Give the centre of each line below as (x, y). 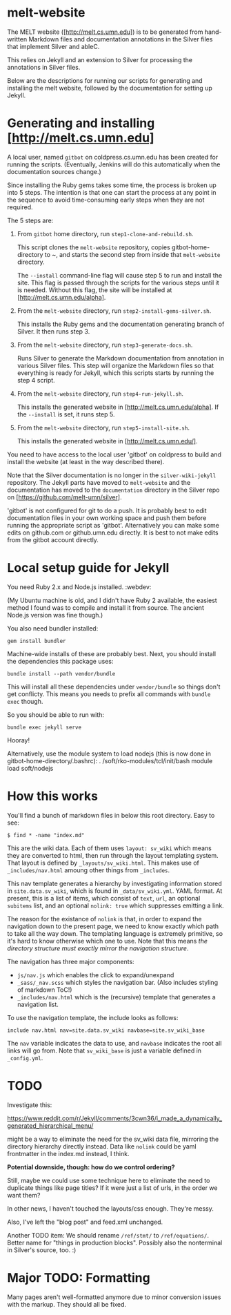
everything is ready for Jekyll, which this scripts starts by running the (115, 373)
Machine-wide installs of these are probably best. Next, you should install (111, 653)
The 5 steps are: (30, 220)
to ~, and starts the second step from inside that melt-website (132, 254)
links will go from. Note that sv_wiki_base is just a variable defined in (104, 1050)
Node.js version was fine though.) (55, 615)
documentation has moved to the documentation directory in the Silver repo (113, 490)
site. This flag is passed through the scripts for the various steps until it (118, 282)
